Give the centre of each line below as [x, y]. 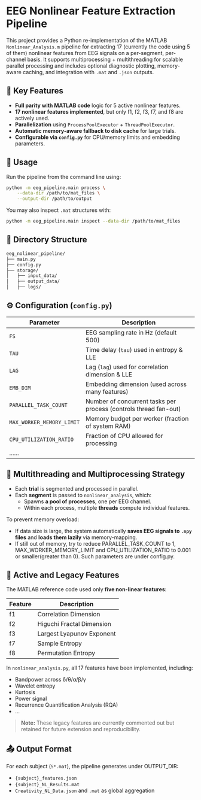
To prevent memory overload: [43, 519]
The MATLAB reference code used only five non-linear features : [86, 589]
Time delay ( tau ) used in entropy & [134, 349]
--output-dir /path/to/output [55, 199]
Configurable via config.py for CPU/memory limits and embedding [98, 137]
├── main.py [21, 259]
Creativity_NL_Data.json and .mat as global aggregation [85, 790]
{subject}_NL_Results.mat [47, 785]
